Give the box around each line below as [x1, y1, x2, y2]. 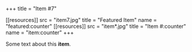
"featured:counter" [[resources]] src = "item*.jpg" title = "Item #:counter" [5, 23, 187, 30]
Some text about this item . [5, 41, 71, 47]
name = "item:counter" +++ [5, 29, 74, 36]
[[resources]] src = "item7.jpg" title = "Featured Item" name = [5, 17, 157, 23]
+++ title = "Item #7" [5, 5, 57, 12]
